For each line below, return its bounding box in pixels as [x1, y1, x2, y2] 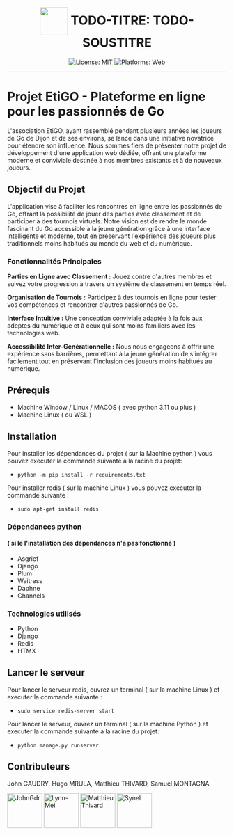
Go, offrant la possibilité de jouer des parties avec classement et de [7, 209, 201, 218]
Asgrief [17, 554, 39, 563]
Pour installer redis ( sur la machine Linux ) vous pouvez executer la [7, 484, 202, 492]
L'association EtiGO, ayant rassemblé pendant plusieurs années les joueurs [7, 126, 223, 135]
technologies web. [7, 328, 61, 337]
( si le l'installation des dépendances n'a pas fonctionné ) [7, 539, 176, 548]
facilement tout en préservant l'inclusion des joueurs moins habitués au [7, 357, 212, 365]
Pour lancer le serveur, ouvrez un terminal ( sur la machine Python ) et [7, 719, 209, 728]
